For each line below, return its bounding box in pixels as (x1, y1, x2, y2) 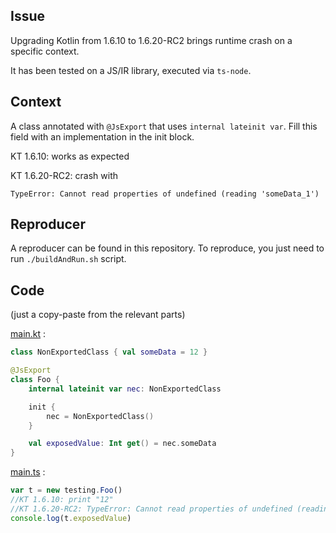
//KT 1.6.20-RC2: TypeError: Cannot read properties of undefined (10, 504, 293, 514)
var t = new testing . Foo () (10, 485, 123, 496)
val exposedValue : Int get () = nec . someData (28, 439, 217, 449)
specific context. (10, 45, 80, 57)
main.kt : (10, 328, 47, 340)
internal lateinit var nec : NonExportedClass (28, 384, 222, 394)
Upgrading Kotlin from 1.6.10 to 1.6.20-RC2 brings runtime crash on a (10, 34, 293, 46)
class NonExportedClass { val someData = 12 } (10, 347, 208, 358)
